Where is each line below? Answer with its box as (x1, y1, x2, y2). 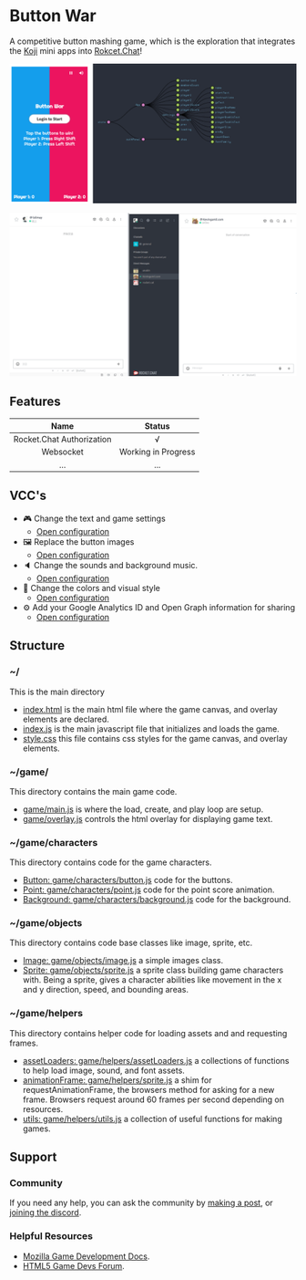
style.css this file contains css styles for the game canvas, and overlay (22, 733, 289, 744)
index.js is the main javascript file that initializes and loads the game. (22, 723, 280, 734)
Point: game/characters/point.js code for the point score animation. (22, 884, 275, 895)
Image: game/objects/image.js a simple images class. (22, 955, 224, 966)
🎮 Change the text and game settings (22, 513, 166, 524)
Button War (9, 5, 97, 26)
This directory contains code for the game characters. (9, 857, 212, 868)
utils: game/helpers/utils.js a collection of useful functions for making (22, 1113, 282, 1124)
